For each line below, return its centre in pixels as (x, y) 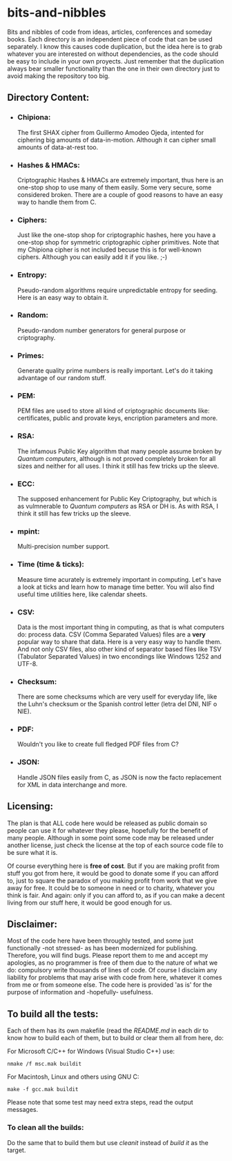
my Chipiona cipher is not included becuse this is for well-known (109, 249)
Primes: (30, 355)
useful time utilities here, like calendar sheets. (82, 594)
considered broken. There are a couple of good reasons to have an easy (120, 194)
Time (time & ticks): (51, 565)
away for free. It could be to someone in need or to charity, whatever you (111, 888)
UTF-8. (27, 663)
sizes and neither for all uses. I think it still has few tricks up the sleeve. (118, 466)
